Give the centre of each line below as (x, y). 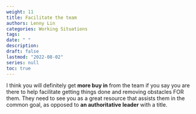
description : (23, 46)
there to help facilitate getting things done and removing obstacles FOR (95, 92)
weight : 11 (20, 12)
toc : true (19, 68)
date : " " (19, 40)
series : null (23, 62)
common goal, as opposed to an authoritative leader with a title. (87, 105)
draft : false (23, 52)
